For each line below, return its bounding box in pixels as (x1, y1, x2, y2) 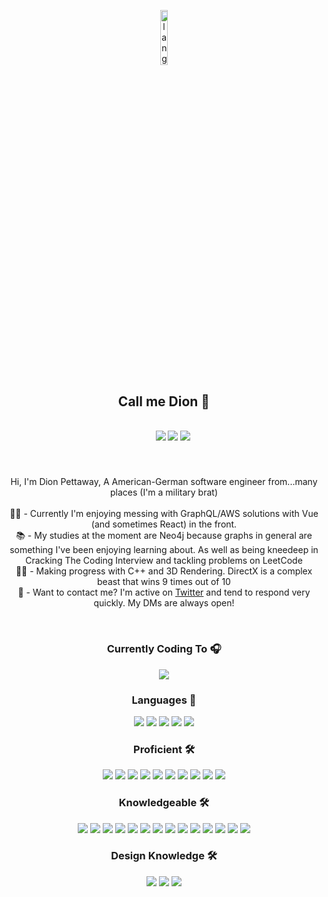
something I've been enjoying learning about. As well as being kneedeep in (9, 544, 319, 556)
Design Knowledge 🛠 (110, 849, 218, 863)
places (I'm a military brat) (109, 486, 218, 499)
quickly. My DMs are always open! (93, 597, 235, 609)
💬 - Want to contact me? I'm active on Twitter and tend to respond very (17, 586, 311, 599)
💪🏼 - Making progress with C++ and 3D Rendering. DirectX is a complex (15, 565, 313, 577)
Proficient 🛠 (133, 742, 195, 756)
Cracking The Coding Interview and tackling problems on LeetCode (25, 555, 303, 567)
